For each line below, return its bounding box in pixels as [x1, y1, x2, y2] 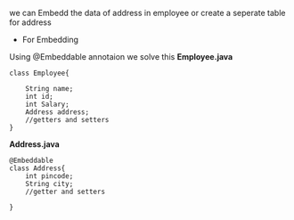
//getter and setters [25, 187, 105, 196]
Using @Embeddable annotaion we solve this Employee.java [9, 52, 233, 61]
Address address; [25, 108, 90, 117]
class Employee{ [9, 69, 69, 77]
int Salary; [25, 100, 69, 109]
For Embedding [21, 35, 78, 45]
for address [9, 17, 52, 28]
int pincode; [25, 172, 74, 181]
